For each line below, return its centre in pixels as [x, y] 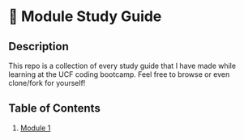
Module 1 [35, 128]
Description [39, 47]
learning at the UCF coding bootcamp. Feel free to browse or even [119, 74]
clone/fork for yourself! [47, 83]
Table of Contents [55, 108]
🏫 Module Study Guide [85, 17]
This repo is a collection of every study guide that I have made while [122, 66]
